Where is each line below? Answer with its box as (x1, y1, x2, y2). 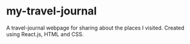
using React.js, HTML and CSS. (6, 30, 84, 37)
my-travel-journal (6, 4, 97, 18)
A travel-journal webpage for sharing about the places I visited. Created (6, 24, 185, 31)
